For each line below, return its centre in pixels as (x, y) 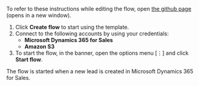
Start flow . (29, 59)
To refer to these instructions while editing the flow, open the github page (99, 9)
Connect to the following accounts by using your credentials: (92, 34)
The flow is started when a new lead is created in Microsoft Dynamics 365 (100, 71)
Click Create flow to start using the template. (72, 27)
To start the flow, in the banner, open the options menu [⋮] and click (102, 53)
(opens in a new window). (39, 15)
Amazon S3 (39, 46)
